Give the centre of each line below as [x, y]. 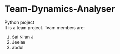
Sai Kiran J [23, 37]
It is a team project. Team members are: [45, 27]
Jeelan [18, 42]
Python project [20, 22]
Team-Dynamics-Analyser [60, 9]
